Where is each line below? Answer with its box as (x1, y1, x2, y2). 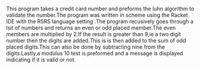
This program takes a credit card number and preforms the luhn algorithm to (6, 5, 195, 12)
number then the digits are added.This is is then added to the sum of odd (6, 37, 186, 44)
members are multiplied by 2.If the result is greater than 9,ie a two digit (6, 31, 181, 38)
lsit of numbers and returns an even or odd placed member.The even (6, 24, 176, 31)
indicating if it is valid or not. (6, 56, 76, 63)
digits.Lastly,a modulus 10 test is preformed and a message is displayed (6, 50, 183, 56)
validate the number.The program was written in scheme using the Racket (6, 11, 189, 19)
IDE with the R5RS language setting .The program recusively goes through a (6, 18, 193, 25)
